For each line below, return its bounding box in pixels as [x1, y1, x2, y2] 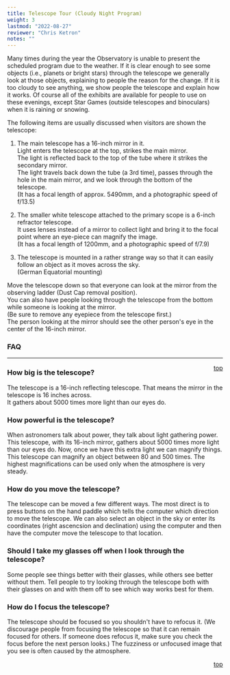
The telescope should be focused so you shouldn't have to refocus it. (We [7, 617, 216, 626]
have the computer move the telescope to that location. [7, 529, 164, 537]
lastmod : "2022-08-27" [7, 23, 72, 29]
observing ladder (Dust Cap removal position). [7, 289, 138, 297]
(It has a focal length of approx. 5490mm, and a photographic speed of [16, 190, 218, 199]
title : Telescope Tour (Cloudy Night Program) [7, 10, 142, 17]
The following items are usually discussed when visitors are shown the [7, 119, 207, 127]
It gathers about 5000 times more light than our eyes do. [7, 398, 166, 406]
